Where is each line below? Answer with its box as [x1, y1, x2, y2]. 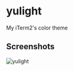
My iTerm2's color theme [6, 24, 68, 31]
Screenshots [6, 42, 55, 52]
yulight [6, 4, 42, 18]
